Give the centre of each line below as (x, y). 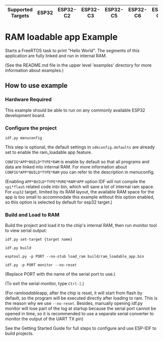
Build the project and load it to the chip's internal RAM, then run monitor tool (81, 226)
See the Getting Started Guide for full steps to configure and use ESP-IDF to (81, 328)
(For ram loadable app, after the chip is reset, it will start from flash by (74, 293)
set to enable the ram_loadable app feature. (49, 152)
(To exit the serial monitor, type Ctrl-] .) (45, 284)
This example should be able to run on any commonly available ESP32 (75, 110)
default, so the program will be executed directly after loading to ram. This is (81, 298)
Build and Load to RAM (32, 215)
